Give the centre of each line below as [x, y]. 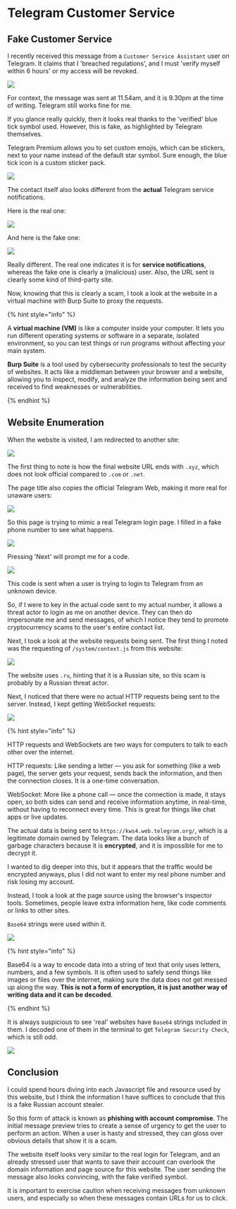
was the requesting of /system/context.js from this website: [95, 648]
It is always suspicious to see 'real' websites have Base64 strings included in [117, 1022]
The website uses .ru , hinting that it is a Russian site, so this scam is [107, 675]
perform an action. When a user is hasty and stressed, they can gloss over [116, 1133]
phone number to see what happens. [61, 529]
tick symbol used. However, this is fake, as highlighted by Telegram [105, 126]
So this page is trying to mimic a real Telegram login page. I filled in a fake [114, 522]
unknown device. [32, 591]
